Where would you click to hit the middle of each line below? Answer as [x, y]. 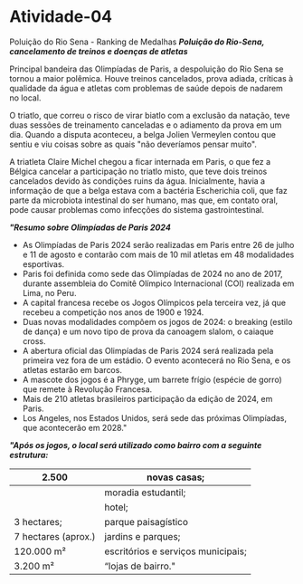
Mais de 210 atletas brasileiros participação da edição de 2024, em [147, 398]
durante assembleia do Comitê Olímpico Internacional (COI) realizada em [158, 283]
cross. [34, 340]
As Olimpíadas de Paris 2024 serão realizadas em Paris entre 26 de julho [158, 244]
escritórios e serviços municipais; [175, 551]
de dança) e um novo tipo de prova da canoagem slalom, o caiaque [148, 331]
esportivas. [43, 263]
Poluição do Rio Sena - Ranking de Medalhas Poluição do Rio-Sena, [137, 42]
